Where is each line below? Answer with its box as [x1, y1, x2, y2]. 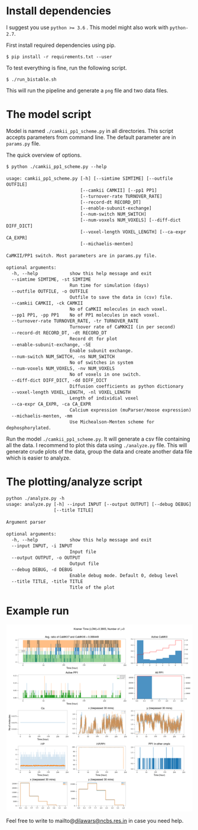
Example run [6, 604, 69, 617]
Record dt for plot [69, 335, 118, 342]
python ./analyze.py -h [6, 495, 65, 501]
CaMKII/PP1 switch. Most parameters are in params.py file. [6, 252, 158, 259]
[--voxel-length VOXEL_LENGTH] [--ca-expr [80, 229, 186, 235]
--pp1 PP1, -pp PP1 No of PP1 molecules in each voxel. [11, 312, 160, 318]
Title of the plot [69, 584, 115, 590]
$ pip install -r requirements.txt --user [6, 53, 112, 60]
